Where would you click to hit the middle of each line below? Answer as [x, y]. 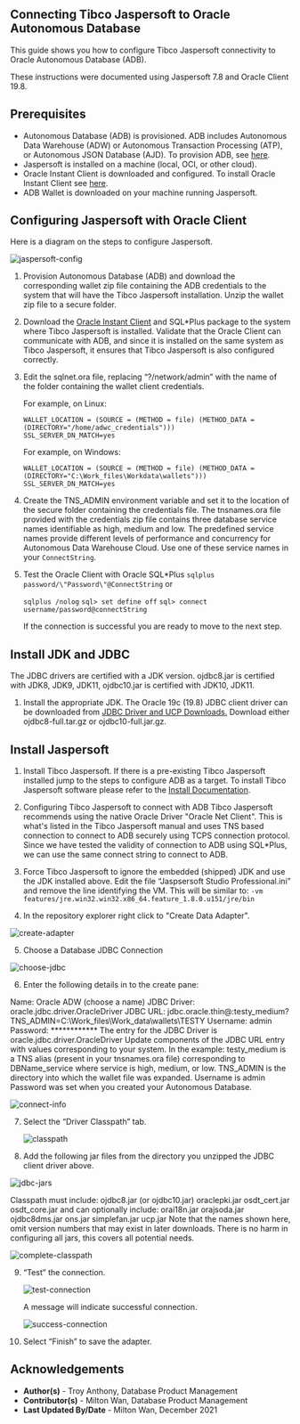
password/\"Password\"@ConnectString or [97, 584]
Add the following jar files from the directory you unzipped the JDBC [149, 1156]
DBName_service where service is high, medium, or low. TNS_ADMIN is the [148, 1069]
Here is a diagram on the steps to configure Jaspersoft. [111, 242]
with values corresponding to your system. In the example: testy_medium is [148, 1049]
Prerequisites [48, 114]
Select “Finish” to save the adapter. [87, 1342]
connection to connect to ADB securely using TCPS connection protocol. [156, 835]
